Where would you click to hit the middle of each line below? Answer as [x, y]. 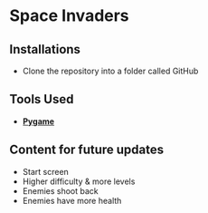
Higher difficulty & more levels [79, 181]
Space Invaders [69, 16]
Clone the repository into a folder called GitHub [110, 71]
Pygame [38, 121]
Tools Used [42, 99]
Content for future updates [87, 150]
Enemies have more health [72, 200]
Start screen [46, 171]
